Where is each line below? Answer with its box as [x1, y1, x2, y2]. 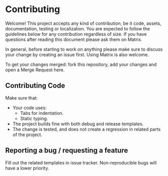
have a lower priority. [5, 165, 50, 171]
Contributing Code [5, 81, 65, 90]
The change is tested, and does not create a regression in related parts [12, 126, 161, 132]
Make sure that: [5, 95, 38, 101]
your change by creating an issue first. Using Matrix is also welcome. [5, 52, 149, 58]
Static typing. [20, 115, 48, 121]
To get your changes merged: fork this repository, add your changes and [5, 61, 157, 67]
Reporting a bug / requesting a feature [5, 146, 128, 155]
